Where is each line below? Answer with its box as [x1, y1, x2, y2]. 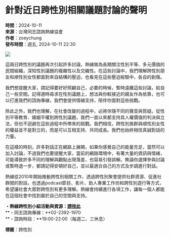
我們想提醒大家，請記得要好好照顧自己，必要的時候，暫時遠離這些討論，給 [5, 84, 160, 91]
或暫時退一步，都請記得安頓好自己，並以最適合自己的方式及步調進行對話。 [5, 162, 160, 169]
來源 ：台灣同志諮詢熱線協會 [5, 28, 63, 34]
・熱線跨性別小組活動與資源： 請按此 [5, 203, 81, 209]
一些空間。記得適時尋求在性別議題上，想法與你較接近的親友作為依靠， [9, 91, 156, 97]
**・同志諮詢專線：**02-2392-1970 [5, 209, 81, 215]
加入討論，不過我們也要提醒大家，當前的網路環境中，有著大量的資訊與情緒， [5, 150, 165, 156]
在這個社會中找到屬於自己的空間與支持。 [5, 192, 90, 198]
